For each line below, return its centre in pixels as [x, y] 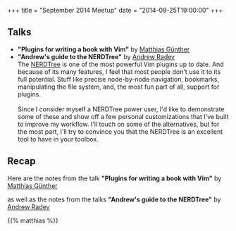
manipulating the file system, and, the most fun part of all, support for [118, 87]
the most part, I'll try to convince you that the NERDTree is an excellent [120, 131]
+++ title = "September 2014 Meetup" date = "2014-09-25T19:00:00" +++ [115, 10]
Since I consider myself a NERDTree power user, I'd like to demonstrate [121, 109]
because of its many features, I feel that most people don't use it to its [119, 71]
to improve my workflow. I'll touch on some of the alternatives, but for [118, 124]
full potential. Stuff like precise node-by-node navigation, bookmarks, [118, 79]
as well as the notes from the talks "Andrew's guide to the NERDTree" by [114, 199]
